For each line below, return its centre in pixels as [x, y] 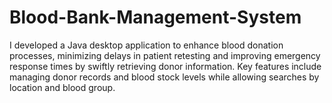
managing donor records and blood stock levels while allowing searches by [164, 77]
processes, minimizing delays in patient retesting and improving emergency [165, 55]
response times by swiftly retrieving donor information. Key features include [165, 66]
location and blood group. [62, 87]
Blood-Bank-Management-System [155, 17]
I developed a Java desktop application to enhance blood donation [146, 45]
